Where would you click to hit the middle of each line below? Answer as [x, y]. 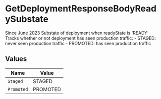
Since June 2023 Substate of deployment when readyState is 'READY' [77, 33]
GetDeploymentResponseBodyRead [81, 9]
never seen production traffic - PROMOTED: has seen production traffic [78, 43]
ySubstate [27, 19]
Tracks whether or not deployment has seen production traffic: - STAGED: [80, 38]
